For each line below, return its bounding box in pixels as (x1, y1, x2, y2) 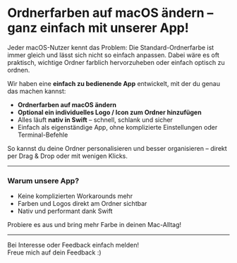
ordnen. (7, 66, 30, 74)
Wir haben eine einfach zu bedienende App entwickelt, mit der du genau (7, 79, 221, 87)
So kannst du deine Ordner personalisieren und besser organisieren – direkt (7, 144, 227, 152)
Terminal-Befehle (17, 130, 68, 139)
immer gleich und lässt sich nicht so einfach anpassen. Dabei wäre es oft (7, 51, 220, 59)
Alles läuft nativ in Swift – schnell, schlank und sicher (17, 115, 173, 124)
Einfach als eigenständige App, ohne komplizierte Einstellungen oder (17, 123, 218, 131)
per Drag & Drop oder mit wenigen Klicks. (7, 152, 128, 160)
